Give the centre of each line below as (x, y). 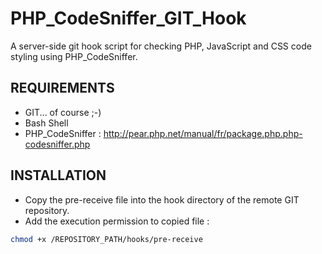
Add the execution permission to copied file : (117, 221)
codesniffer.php (57, 144)
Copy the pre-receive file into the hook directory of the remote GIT (162, 199)
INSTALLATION (58, 175)
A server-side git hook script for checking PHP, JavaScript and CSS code (161, 46)
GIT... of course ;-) (63, 112)
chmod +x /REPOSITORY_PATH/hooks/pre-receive (106, 239)
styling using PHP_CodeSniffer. (74, 56)
